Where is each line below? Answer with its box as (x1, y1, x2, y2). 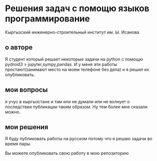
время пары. (5, 141, 31, 147)
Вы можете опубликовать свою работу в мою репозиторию (5, 150, 129, 156)
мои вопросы (5, 86, 48, 94)
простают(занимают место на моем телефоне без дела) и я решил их (5, 66, 149, 72)
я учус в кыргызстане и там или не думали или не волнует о (5, 98, 130, 104)
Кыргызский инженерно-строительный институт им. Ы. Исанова (5, 29, 139, 35)
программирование (5, 13, 90, 24)
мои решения (5, 123, 48, 131)
